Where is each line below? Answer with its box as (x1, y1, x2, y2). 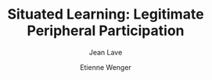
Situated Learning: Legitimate (7, 5, 204, 23)
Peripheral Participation (27, 22, 185, 40)
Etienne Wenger (79, 62, 132, 71)
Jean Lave (88, 47, 123, 57)
